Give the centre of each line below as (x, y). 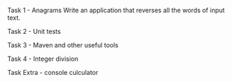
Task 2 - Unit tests (34, 31)
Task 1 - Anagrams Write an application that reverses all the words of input (116, 10)
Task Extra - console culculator (53, 72)
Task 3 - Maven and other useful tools (63, 45)
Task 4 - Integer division (43, 59)
